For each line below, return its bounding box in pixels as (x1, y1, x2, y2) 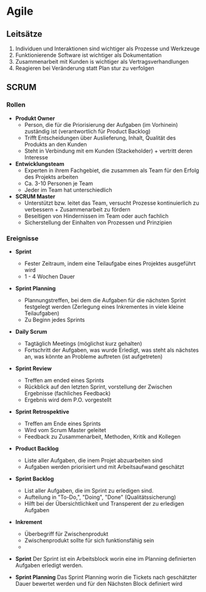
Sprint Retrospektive (15, 408, 69, 415)
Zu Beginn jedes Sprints (24, 316, 85, 323)
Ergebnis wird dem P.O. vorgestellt (24, 396, 112, 403)
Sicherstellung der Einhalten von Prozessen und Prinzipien (24, 219, 172, 226)
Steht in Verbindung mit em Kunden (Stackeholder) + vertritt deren (24, 147, 193, 154)
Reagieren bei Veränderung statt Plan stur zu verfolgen (15, 64, 154, 72)
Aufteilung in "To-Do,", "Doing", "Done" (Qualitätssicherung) (24, 493, 177, 501)
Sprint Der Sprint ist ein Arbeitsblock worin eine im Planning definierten (15, 555, 196, 562)
